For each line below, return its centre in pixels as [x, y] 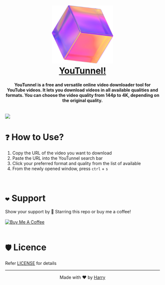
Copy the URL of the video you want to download [62, 153]
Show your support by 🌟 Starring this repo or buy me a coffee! [68, 212]
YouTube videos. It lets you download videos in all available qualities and [82, 90]
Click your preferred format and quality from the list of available [76, 164]
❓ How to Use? [35, 137]
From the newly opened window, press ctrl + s [60, 169]
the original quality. [82, 100]
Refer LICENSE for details [31, 263]
